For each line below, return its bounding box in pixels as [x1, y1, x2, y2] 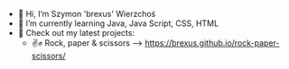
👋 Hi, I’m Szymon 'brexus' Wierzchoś [17, 9, 156, 19]
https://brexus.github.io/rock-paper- [144, 38, 280, 48]
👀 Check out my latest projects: [17, 28, 135, 38]
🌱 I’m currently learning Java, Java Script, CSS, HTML [17, 18, 219, 29]
